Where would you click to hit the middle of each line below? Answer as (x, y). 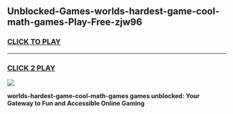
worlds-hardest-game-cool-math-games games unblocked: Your (103, 95)
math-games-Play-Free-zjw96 (75, 22)
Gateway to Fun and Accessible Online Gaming (76, 103)
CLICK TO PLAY (34, 42)
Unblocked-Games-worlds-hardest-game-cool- (113, 11)
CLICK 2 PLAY (31, 68)
